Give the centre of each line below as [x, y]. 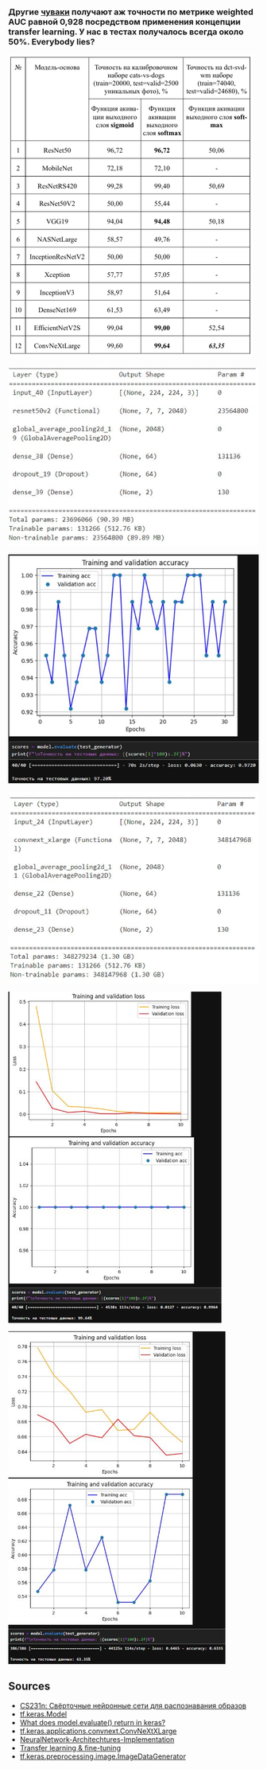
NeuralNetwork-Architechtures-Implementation [97, 1739]
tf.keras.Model [43, 1714]
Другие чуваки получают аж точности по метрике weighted [131, 12]
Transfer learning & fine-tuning [70, 1748]
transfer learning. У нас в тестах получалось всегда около [126, 32]
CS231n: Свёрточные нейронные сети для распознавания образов [133, 1705]
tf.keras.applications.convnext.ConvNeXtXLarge [98, 1731]
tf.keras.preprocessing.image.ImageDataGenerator [103, 1756]
